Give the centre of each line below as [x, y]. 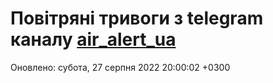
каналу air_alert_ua [93, 39]
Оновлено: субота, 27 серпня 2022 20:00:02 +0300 [120, 67]
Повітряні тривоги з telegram [137, 18]
